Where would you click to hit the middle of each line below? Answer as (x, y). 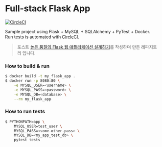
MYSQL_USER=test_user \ (38, 126)
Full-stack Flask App (48, 9)
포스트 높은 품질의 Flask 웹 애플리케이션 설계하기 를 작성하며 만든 (79, 47)
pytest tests (27, 140)
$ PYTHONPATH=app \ (25, 122)
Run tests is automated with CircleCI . (42, 37)
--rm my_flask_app (33, 99)
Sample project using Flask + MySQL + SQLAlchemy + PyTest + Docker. (78, 31)
